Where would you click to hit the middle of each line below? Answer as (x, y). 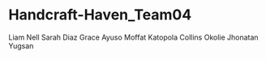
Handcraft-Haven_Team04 (100, 15)
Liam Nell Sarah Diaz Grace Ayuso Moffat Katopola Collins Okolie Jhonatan (133, 37)
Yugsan (21, 45)
